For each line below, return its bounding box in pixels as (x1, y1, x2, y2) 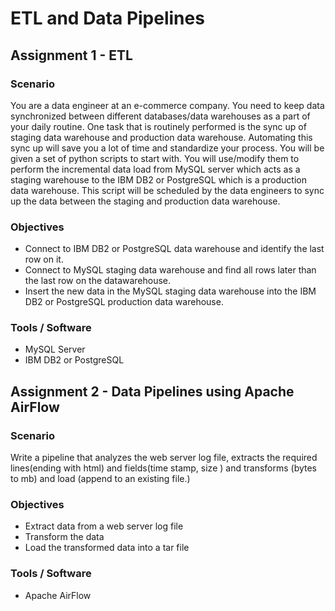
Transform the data (24, 531, 105, 543)
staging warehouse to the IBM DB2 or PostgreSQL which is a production (10, 173, 307, 186)
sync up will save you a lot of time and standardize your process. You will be (10, 142, 325, 154)
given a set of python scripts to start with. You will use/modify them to (10, 152, 300, 164)
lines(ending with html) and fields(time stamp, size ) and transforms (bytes (10, 462, 318, 474)
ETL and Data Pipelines (10, 7, 205, 30)
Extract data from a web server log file (24, 520, 184, 532)
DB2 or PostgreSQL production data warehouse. (24, 296, 224, 308)
